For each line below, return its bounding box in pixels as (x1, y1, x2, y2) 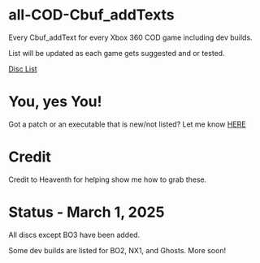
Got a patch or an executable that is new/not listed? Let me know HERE (8, 119, 246, 129)
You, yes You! (8, 93, 102, 111)
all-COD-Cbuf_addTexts (8, 6, 175, 24)
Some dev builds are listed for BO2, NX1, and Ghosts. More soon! (8, 245, 226, 255)
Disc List (8, 63, 38, 74)
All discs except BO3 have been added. (8, 230, 141, 239)
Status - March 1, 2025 (8, 203, 165, 221)
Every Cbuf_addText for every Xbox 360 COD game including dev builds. (8, 32, 253, 42)
